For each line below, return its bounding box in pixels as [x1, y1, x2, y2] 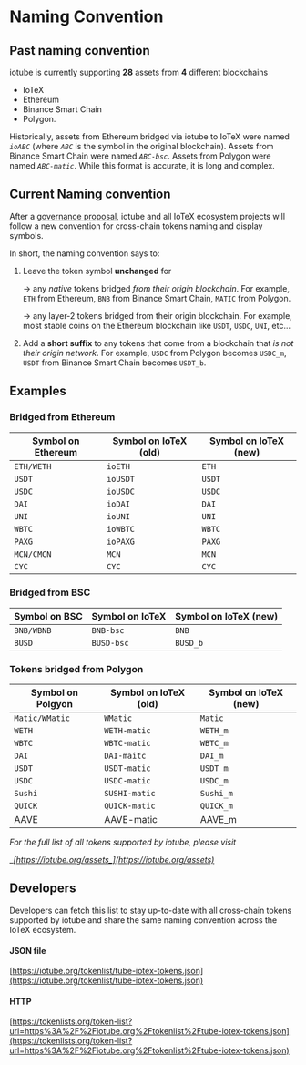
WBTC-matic [104, 738, 151, 749]
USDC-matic [104, 776, 151, 786]
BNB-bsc [91, 625, 125, 635]
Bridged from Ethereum [9, 411, 116, 424]
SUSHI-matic [104, 788, 157, 799]
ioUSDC [106, 486, 135, 497]
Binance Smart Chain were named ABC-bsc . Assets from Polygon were [9, 150, 271, 161]
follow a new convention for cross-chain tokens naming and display [9, 220, 263, 231]
